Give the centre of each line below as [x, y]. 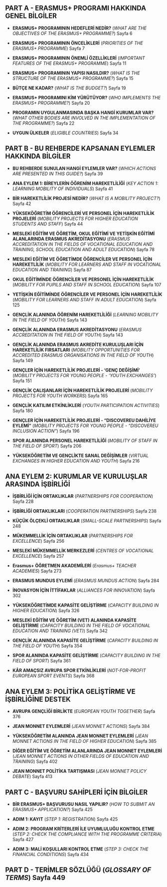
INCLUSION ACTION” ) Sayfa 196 [46, 431]
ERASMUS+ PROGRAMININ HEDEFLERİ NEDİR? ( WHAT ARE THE [80, 28]
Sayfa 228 [23, 501]
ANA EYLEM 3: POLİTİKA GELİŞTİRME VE [70, 691]
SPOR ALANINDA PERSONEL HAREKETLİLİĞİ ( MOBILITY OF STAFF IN [85, 441]
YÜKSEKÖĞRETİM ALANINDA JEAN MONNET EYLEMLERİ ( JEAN [80, 736]
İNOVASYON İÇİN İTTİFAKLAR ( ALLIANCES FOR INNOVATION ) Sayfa [84, 590]
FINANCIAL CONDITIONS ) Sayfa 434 [50, 855]
